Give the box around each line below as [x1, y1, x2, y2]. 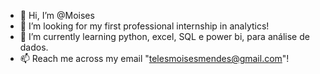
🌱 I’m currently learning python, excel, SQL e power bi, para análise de [19, 31, 310, 42]
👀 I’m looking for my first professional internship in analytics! [19, 20, 270, 32]
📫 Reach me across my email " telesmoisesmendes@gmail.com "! [19, 53, 290, 64]
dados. [19, 41, 49, 53]
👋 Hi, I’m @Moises [19, 10, 95, 21]
